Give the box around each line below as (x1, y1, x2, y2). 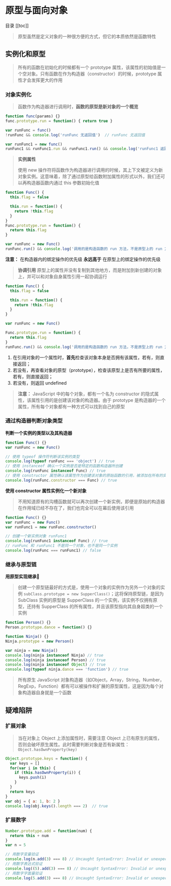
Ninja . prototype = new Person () (5, 639, 74, 644)
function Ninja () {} (5, 634, 49, 639)
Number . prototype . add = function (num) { (5, 828, 93, 833)
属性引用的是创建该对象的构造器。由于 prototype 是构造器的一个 (31, 397, 166, 403)
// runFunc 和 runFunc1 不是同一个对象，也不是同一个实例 (5, 543, 118, 548)
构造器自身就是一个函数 (22, 690, 72, 696)
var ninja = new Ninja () (5, 648, 58, 653)
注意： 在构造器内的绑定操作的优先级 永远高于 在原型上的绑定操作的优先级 (5, 256, 161, 262)
